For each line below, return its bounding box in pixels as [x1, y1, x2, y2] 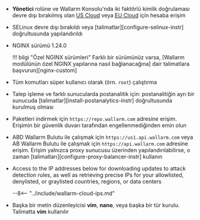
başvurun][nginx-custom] [12, 67, 78, 74]
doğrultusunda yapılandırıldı [12, 30, 83, 37]
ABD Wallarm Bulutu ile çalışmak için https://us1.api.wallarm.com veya [12, 134, 194, 141]
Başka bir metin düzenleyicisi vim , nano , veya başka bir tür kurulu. [12, 202, 180, 208]
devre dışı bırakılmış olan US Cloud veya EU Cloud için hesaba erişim [12, 12, 186, 19]
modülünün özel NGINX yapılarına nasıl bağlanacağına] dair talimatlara [12, 61, 190, 67]
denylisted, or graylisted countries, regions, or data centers [12, 178, 162, 185]
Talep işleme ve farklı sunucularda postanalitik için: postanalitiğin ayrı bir [12, 90, 194, 97]
